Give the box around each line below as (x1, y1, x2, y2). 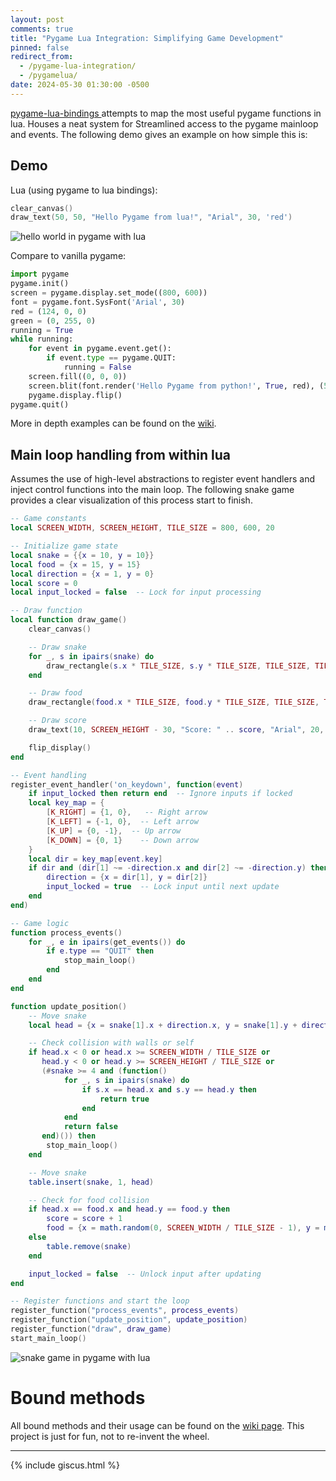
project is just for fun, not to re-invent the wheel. (10, 1430, 210, 1442)
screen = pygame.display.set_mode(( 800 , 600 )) (10, 288, 208, 298)
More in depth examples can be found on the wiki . (10, 417, 217, 430)
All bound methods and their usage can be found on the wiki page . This (10, 1419, 305, 1431)
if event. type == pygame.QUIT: (46, 353, 177, 363)
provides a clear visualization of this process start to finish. (10, 494, 253, 506)
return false (63, 1122, 118, 1132)
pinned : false (10, 42, 70, 53)
